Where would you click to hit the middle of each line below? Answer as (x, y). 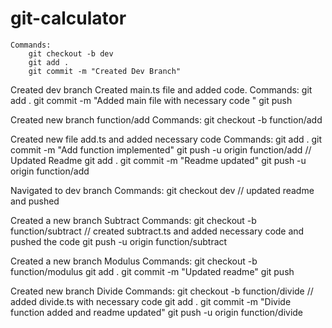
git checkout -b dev (71, 53)
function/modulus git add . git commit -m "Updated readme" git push (152, 271)
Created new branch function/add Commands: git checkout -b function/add (166, 119)
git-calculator (68, 18)
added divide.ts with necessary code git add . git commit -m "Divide (151, 301)
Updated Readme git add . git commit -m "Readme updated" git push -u (158, 160)
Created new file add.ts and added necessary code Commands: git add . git (166, 139)
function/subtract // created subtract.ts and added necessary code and (157, 231)
